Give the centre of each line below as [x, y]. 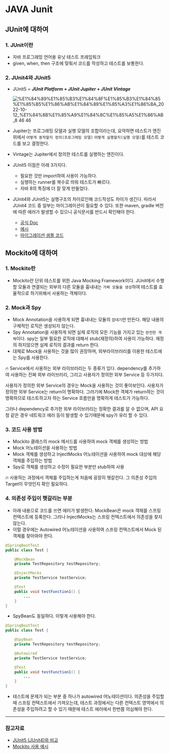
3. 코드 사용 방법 [24, 430]
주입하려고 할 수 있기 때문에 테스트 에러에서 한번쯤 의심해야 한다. [90, 709]
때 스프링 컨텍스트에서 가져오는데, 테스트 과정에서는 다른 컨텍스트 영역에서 [86, 703]
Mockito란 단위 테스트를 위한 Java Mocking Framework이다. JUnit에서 [84, 280]
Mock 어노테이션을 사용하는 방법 [45, 448]
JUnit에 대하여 [27, 29]
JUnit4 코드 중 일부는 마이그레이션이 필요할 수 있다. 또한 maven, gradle [83, 206]
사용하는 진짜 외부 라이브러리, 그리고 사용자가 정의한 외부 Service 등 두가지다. [87, 375]
